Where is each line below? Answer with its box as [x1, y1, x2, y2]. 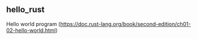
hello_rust [6, 5, 45, 15]
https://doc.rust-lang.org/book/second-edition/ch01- [59, 20, 191, 27]
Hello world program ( [6, 20, 61, 27]
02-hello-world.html [6, 27, 56, 34]
